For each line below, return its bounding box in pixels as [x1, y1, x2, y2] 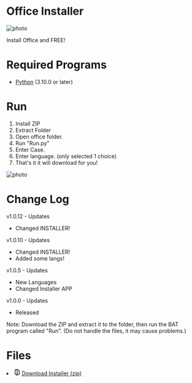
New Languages [15, 278, 57, 286]
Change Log [6, 192, 69, 206]
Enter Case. [15, 146, 45, 153]
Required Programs [6, 58, 107, 72]
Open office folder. [15, 133, 63, 140]
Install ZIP [15, 119, 40, 127]
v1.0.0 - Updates [6, 297, 48, 304]
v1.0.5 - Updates [6, 267, 48, 274]
